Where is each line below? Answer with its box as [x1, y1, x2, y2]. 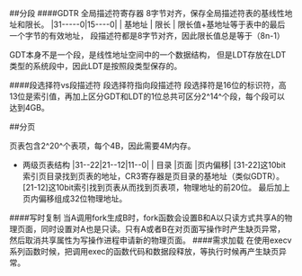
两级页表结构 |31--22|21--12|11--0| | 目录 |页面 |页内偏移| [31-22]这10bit [22, 160, 286, 170]
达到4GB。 [9, 102, 49, 112]
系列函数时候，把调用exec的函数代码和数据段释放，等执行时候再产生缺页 [9, 246, 280, 256]
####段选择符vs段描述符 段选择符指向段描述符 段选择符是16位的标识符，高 [9, 80, 287, 90]
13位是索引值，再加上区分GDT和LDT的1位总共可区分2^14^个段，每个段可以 [9, 91, 286, 102]
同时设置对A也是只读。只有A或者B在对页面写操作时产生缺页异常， [40, 224, 286, 234]
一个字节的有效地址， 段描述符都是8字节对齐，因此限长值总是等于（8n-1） [9, 31, 285, 40]
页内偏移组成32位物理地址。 [22, 193, 128, 204]
